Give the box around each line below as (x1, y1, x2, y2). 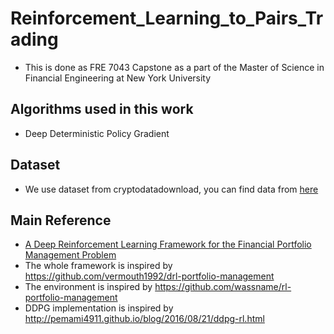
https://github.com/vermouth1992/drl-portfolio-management (24, 270, 275, 282)
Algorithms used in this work (10, 101, 194, 118)
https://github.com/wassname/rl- (154, 281, 292, 293)
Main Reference (10, 212, 112, 229)
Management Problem (24, 249, 117, 261)
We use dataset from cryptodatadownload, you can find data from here (24, 183, 319, 195)
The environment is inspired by (24, 281, 153, 293)
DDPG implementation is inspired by (24, 302, 174, 314)
